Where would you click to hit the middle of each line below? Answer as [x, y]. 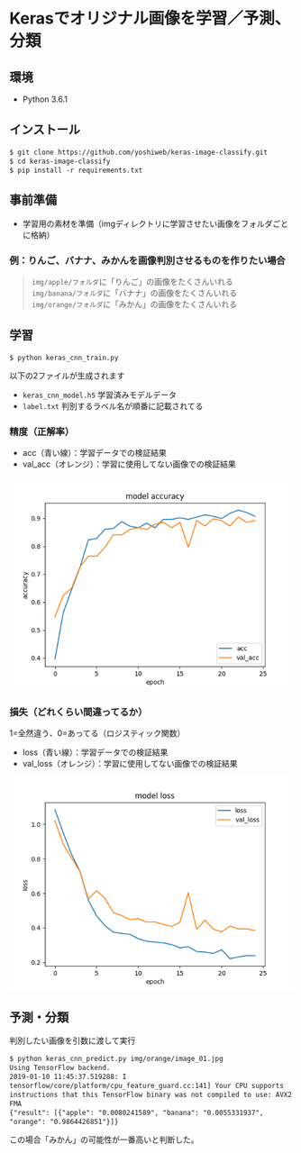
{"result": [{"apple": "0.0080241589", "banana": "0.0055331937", [137, 1113]
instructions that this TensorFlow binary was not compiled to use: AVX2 [151, 1095]
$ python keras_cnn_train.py [64, 358]
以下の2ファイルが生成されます [67, 376]
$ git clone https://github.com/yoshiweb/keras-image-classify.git [139, 152]
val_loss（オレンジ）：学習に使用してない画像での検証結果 [130, 764]
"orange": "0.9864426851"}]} [64, 1122]
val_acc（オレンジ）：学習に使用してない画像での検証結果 [129, 464]
